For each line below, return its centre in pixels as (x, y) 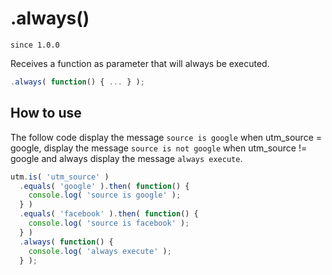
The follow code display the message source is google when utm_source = (166, 137)
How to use (46, 113)
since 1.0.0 (35, 45)
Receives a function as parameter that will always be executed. (140, 63)
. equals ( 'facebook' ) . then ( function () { (109, 214)
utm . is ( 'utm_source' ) (60, 177)
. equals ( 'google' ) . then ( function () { (104, 186)
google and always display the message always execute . (126, 158)
